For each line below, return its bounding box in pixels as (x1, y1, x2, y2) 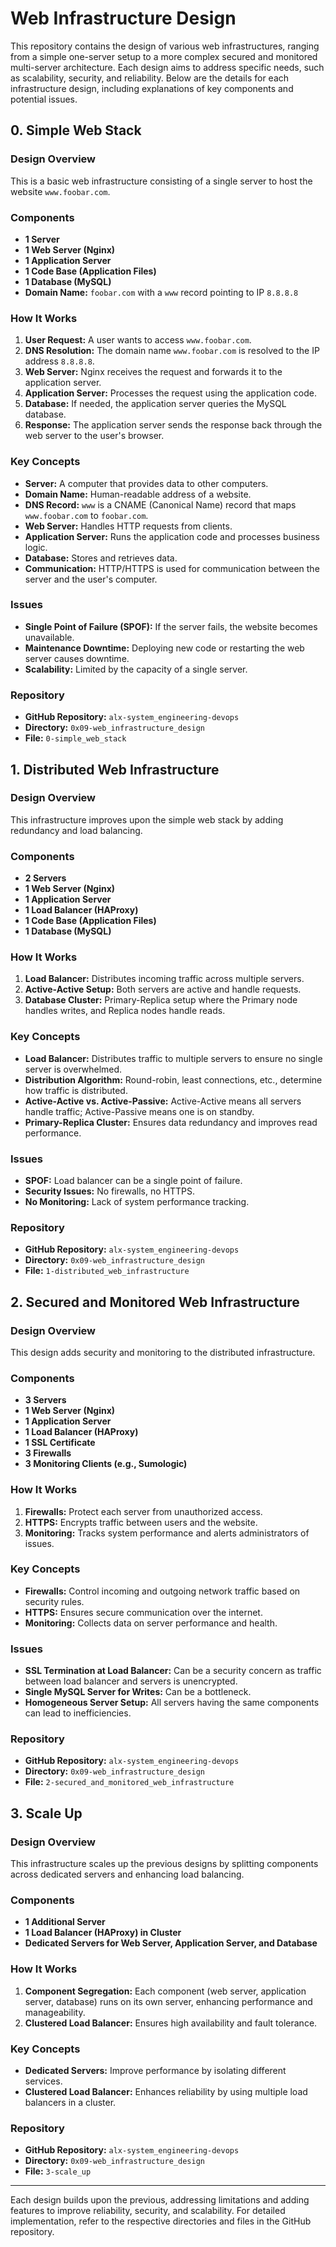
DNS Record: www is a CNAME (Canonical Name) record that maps (24, 498, 297, 511)
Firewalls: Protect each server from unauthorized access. (24, 1505, 263, 1517)
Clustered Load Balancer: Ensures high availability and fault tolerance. (24, 2017, 318, 2029)
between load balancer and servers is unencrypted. (24, 1675, 238, 1687)
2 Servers (24, 872, 67, 884)
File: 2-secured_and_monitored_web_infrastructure (24, 1776, 235, 1788)
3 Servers (24, 1394, 67, 1406)
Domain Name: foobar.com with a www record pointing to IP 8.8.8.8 (24, 286, 299, 298)
